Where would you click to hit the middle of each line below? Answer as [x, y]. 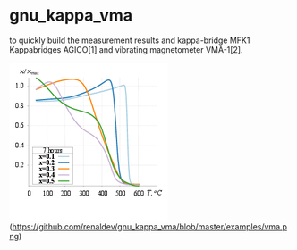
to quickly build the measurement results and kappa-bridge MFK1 [130, 40]
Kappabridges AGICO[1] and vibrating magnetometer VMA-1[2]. [126, 49]
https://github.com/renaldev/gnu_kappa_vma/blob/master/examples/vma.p [150, 226]
